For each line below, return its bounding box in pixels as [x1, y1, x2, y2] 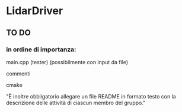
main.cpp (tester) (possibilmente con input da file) [6, 58, 129, 65]
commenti [6, 70, 31, 77]
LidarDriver [6, 4, 63, 18]
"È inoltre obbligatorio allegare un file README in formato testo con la [6, 93, 176, 100]
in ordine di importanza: [6, 45, 76, 54]
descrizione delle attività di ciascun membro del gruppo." [6, 99, 146, 106]
